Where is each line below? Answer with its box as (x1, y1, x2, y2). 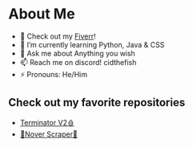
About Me (8, 5, 75, 23)
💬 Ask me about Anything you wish (19, 48, 136, 58)
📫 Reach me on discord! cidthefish (19, 57, 137, 67)
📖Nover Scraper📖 (19, 129, 78, 139)
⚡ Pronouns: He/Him (19, 69, 88, 79)
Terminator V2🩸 (19, 117, 74, 127)
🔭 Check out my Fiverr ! (19, 31, 96, 41)
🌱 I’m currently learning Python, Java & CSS (19, 39, 165, 49)
